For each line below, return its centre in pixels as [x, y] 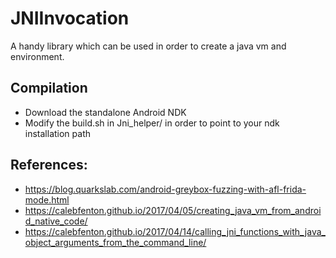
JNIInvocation [70, 18]
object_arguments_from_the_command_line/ [115, 242]
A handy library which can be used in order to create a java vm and [148, 46]
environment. [37, 56]
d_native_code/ [56, 221]
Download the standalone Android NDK [105, 112]
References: [49, 165]
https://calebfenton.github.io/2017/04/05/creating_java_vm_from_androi [173, 210]
